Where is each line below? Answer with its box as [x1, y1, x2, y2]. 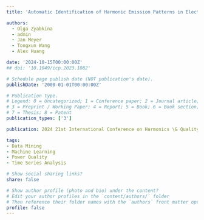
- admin [12, 31, 32, 37]
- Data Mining [6, 143, 42, 149]
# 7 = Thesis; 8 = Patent [6, 110, 72, 116]
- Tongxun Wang [12, 43, 50, 49]
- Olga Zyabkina [12, 26, 53, 32]
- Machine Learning [6, 149, 56, 155]
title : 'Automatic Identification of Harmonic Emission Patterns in [6, 9, 183, 15]
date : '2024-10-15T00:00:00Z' [6, 59, 83, 65]
